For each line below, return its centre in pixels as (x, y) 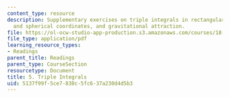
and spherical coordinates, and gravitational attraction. (99, 26)
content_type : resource (41, 13)
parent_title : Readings (41, 58)
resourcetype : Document (41, 70)
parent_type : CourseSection (47, 64)
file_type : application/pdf (47, 39)
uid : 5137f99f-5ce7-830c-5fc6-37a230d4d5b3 (70, 83)
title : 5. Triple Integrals (47, 77)
